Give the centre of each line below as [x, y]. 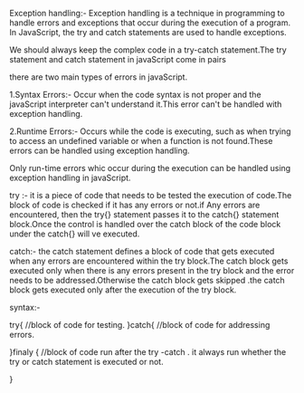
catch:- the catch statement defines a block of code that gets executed [142, 251]
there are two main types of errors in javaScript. [99, 77]
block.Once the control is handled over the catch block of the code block [145, 224]
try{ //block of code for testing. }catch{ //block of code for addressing [140, 325]
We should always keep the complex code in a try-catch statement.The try [148, 50]
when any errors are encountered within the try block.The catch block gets [149, 261]
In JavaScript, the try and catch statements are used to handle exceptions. [148, 32]
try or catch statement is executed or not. [87, 362]
